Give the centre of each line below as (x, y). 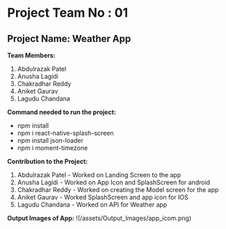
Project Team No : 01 (68, 13)
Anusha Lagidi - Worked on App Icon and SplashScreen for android (114, 182)
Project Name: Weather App (69, 39)
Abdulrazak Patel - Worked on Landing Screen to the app (99, 175)
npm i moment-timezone (53, 148)
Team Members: (31, 55)
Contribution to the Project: (48, 161)
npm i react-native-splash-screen (65, 133)
